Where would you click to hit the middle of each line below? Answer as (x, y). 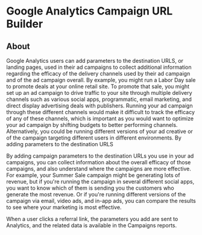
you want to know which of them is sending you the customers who (90, 188)
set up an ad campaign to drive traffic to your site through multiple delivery (99, 93)
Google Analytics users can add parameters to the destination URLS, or (95, 61)
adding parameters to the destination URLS (60, 144)
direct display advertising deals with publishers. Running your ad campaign (99, 106)
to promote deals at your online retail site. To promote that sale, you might (98, 86)
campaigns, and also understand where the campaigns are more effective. (99, 169)
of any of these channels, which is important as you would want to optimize (100, 118)
